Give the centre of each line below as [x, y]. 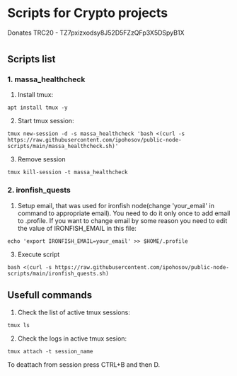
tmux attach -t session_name [50, 351]
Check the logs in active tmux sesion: [72, 338]
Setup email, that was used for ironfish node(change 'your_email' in [116, 205]
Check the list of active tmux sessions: [74, 312]
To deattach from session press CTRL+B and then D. [84, 364]
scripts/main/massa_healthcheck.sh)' [63, 147]
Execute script [39, 254]
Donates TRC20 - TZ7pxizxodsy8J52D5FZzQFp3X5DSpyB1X [96, 33]
